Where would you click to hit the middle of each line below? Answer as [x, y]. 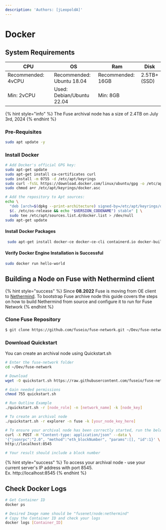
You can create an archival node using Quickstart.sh [58, 353]
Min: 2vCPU [21, 95]
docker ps [15, 504]
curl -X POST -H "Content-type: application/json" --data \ [68, 435]
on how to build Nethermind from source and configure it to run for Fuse [79, 301]
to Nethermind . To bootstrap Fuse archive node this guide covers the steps [82, 296]
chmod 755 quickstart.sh [31, 394]
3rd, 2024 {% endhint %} [31, 119]
